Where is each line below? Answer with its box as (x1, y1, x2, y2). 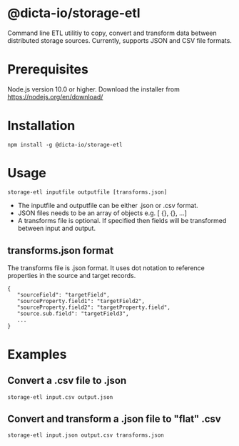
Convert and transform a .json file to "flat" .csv (7, 412, 221, 425)
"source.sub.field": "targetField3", (16, 309, 130, 317)
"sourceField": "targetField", (16, 291, 111, 298)
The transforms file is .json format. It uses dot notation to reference (7, 263, 205, 272)
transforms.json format (7, 244, 114, 257)
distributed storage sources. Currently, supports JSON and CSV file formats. (7, 36, 232, 44)
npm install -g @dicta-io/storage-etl (7, 141, 123, 148)
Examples (7, 346, 67, 362)
